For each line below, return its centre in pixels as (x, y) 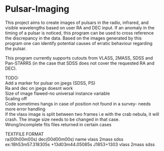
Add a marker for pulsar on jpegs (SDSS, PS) (50, 83)
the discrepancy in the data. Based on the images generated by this (73, 38)
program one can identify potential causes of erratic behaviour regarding (79, 43)
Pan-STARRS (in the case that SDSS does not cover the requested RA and (80, 63)
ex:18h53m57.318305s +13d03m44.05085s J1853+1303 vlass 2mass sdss (80, 144)
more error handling (25, 109)
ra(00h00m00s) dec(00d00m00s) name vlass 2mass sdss (64, 139)
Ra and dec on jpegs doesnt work (39, 88)
